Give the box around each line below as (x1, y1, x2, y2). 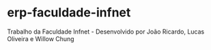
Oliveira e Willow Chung (7, 34, 74, 42)
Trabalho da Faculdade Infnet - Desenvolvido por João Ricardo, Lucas (7, 27, 205, 36)
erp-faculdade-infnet (7, 5, 131, 21)
